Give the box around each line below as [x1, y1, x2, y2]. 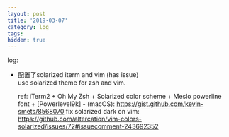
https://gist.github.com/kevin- [116, 100, 204, 108]
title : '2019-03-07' [7, 17, 69, 24]
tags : [7, 30, 23, 37]
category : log [7, 23, 50, 30]
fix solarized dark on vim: [65, 107, 140, 116]
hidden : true [7, 37, 46, 44]
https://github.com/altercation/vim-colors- [17, 114, 142, 124]
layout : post [7, 10, 46, 18]
